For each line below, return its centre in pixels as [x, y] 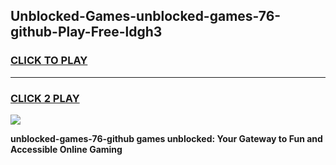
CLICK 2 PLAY [45, 98]
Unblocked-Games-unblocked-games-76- [146, 16]
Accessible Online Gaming [66, 149]
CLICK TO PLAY [49, 61]
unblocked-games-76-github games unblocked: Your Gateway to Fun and [166, 138]
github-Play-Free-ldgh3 [86, 32]
